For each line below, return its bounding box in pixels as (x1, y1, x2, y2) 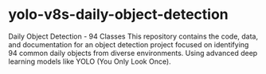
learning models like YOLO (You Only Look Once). (8, 57, 171, 66)
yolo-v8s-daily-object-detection (8, 6, 229, 24)
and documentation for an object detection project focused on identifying (8, 39, 249, 49)
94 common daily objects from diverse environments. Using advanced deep (8, 48, 258, 57)
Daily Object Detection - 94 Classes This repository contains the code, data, (8, 31, 259, 41)
